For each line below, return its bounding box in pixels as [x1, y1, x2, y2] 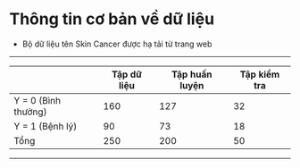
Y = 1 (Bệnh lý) [13, 120, 78, 132]
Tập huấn [171, 68, 212, 80]
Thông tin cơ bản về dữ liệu [9, 9, 215, 29]
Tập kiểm [239, 68, 280, 80]
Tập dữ [111, 68, 143, 80]
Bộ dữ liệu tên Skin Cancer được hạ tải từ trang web [21, 38, 212, 49]
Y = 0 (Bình [13, 94, 62, 106]
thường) [13, 105, 47, 118]
